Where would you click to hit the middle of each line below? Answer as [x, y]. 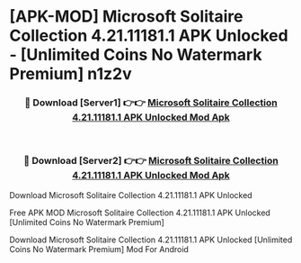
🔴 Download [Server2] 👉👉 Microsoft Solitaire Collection [151, 161]
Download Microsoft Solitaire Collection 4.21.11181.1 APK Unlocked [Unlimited [151, 240]
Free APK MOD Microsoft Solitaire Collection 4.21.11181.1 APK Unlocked [140, 213]
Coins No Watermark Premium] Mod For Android [99, 249]
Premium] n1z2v [71, 74]
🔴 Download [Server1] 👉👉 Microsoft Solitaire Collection [150, 103]
